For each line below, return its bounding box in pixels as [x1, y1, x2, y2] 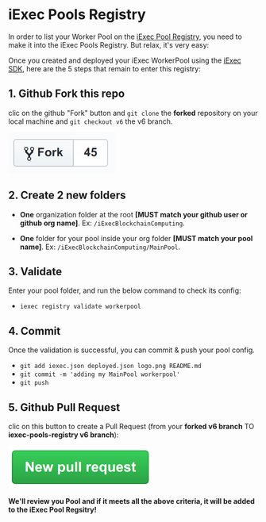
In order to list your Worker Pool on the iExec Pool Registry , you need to [8, 32, 242, 41]
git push [19, 379, 49, 387]
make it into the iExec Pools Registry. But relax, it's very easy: [8, 40, 210, 49]
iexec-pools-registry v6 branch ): [8, 430, 119, 439]
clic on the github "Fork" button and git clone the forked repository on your [8, 108, 258, 117]
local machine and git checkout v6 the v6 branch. [8, 117, 173, 126]
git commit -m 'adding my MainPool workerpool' [19, 370, 180, 378]
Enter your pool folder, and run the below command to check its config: [8, 286, 241, 295]
